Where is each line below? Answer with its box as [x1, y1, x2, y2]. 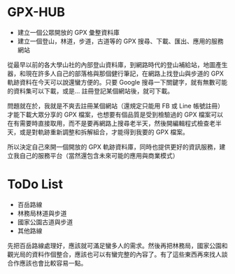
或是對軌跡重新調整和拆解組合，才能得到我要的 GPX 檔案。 [19, 127, 189, 136]
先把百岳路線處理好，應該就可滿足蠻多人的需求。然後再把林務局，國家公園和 [7, 241, 228, 250]
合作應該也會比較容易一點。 [7, 259, 87, 267]
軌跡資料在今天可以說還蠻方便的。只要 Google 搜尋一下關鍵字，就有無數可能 [7, 78, 228, 86]
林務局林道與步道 [17, 209, 67, 217]
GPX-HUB [7, 4, 65, 20]
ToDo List [7, 176, 64, 192]
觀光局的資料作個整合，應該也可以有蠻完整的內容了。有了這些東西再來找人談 [7, 250, 228, 259]
